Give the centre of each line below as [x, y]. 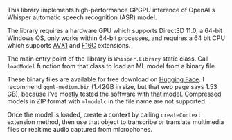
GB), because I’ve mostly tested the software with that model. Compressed [114, 94]
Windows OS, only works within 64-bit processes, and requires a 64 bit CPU [116, 38]
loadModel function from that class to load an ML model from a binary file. [112, 66]
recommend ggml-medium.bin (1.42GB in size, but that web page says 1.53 [112, 87]
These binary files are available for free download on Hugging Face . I [106, 79]
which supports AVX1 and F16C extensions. [69, 45]
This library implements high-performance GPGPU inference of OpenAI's [111, 10]
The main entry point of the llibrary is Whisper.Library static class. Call [108, 59]
